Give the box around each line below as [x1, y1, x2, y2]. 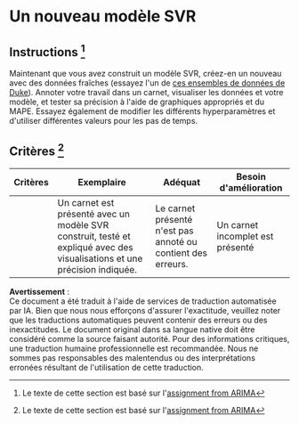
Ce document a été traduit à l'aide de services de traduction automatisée [9, 296, 278, 306]
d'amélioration [219, 181, 283, 193]
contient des [155, 247, 207, 259]
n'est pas [155, 224, 194, 237]
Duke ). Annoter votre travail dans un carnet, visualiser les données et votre [9, 87, 284, 97]
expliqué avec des [57, 241, 133, 253]
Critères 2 [9, 141, 65, 159]
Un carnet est [57, 196, 115, 208]
